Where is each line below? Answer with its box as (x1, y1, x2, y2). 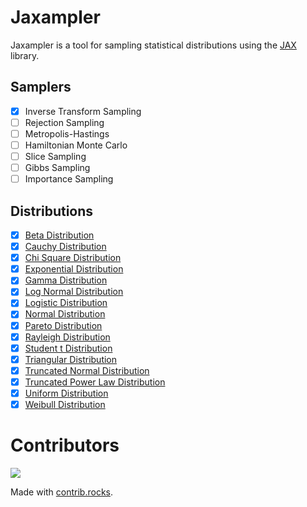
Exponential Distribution (24, 263, 124, 275)
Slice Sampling (24, 151, 87, 162)
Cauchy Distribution (24, 241, 107, 253)
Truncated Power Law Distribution (24, 376, 166, 388)
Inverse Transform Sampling (24, 105, 142, 117)
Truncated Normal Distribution (24, 364, 150, 376)
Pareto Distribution (24, 319, 103, 331)
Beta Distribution (24, 229, 95, 241)
